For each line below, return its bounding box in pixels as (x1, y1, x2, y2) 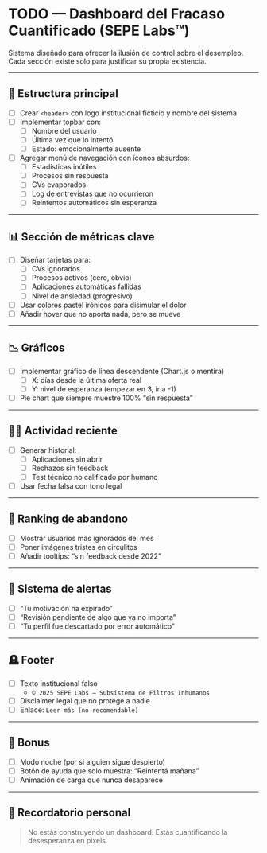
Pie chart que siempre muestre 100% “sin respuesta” (19, 393, 193, 403)
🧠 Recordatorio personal (8, 806, 131, 820)
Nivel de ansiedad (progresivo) (31, 291, 133, 301)
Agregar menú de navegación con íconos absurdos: (19, 153, 190, 163)
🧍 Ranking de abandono (8, 512, 129, 526)
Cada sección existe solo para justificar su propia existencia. (8, 56, 207, 66)
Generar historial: (19, 445, 77, 454)
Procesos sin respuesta (31, 171, 109, 181)
